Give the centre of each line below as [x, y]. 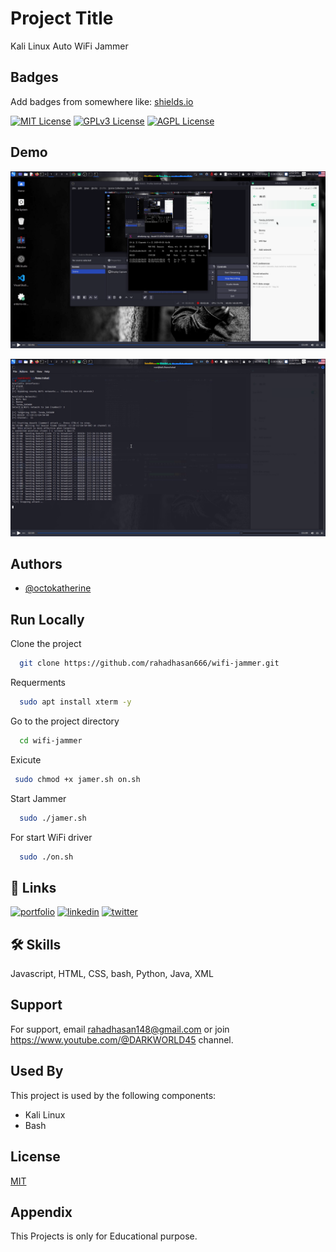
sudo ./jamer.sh [53, 818]
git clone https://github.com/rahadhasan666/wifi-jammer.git [149, 663]
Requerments [38, 683]
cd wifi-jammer [51, 740]
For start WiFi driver [51, 837]
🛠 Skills [36, 944]
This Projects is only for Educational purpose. [104, 1236]
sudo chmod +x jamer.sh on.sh [77, 779]
